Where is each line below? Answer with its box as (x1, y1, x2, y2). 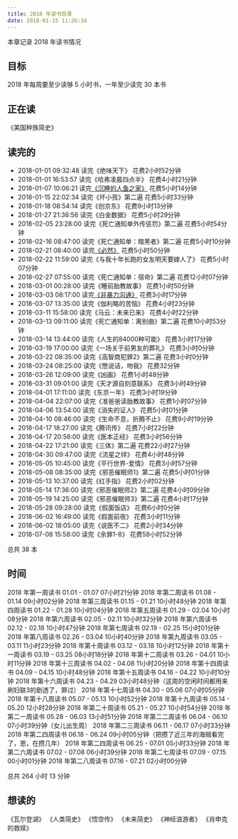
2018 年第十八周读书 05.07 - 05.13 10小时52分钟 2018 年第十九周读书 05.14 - (7, 694, 230, 703)
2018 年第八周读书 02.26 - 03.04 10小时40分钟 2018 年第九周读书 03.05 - (7, 632, 222, 641)
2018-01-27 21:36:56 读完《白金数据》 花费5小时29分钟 (17, 210, 180, 219)
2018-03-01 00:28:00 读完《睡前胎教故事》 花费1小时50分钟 (17, 281, 194, 290)
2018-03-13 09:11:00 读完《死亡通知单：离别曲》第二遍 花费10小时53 (17, 317, 220, 325)
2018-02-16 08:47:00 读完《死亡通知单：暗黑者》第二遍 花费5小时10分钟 (17, 237, 231, 246)
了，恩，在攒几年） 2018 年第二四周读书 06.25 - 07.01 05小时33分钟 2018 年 (7, 739, 230, 747)
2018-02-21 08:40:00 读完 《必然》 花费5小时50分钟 (17, 246, 171, 254)
